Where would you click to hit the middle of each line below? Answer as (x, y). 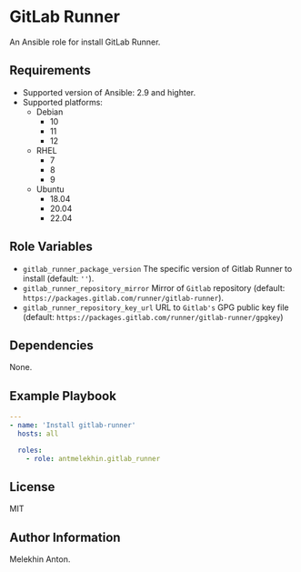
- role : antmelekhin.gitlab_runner (93, 458)
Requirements (50, 70)
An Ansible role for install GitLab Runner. (85, 42)
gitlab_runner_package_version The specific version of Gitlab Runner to (157, 268)
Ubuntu (50, 189)
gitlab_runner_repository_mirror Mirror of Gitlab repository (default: (154, 287)
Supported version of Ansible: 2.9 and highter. (109, 92)
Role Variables (51, 247)
